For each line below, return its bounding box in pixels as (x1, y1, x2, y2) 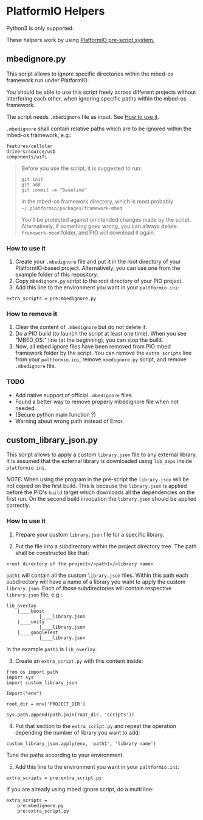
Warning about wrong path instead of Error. (15, 417, 124, 425)
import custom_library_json (6, 679, 78, 686)
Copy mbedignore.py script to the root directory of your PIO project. (15, 277, 184, 285)
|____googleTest (17, 629, 59, 635)
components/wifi (6, 154, 47, 160)
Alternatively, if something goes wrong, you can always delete (21, 222, 177, 230)
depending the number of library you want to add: (15, 729, 140, 736)
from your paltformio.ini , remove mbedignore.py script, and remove (15, 356, 187, 363)
